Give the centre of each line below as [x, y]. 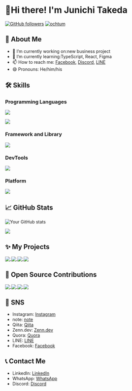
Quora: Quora [26, 335]
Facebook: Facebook [33, 346]
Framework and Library [34, 134]
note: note [23, 319]
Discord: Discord [29, 384]
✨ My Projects [28, 247]
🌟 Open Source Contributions [51, 275]
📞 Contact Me [25, 361]
